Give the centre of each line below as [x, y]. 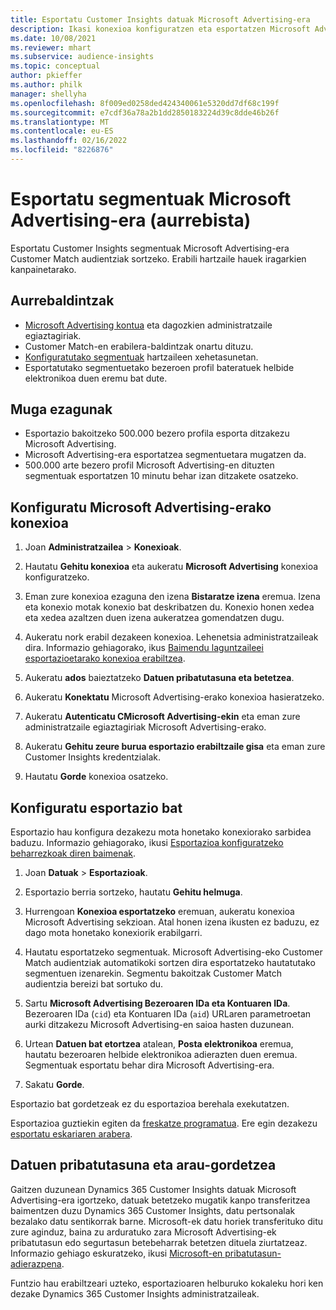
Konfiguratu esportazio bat [96, 807]
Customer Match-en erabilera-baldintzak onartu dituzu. [139, 346]
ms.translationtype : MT [60, 122]
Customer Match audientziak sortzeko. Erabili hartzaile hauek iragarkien [158, 258]
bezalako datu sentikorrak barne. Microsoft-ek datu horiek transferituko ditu [167, 1221]
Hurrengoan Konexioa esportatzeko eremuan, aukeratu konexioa [159, 912]
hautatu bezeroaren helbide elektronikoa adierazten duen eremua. [161, 1055]
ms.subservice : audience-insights [82, 57]
